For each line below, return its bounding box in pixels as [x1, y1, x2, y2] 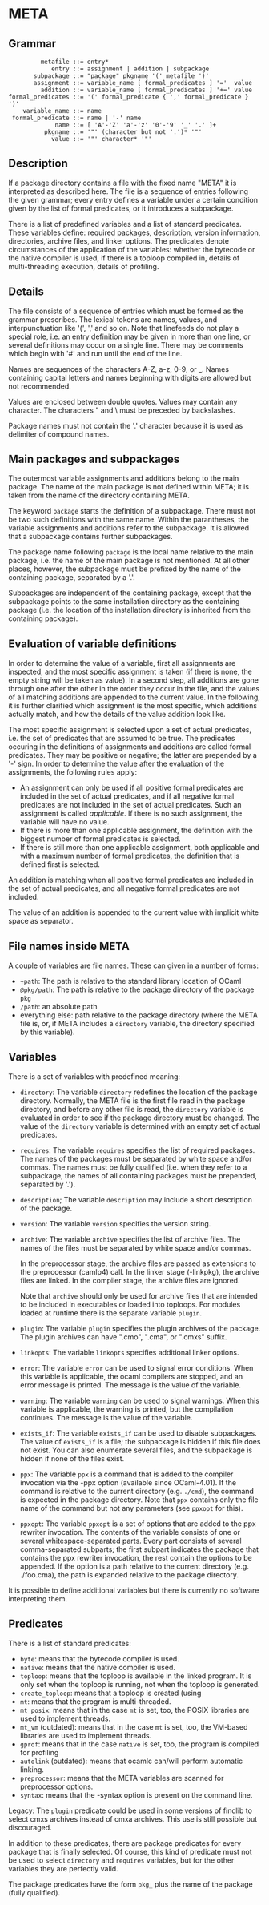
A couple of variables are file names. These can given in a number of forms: [8, 961, 259, 970]
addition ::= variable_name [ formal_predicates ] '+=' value [40, 86, 252, 94]
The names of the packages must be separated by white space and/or [19, 1154, 252, 1163]
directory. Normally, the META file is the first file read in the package [19, 1095, 246, 1106]
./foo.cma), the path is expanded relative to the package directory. [19, 1569, 239, 1579]
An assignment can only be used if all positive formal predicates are [19, 783, 244, 793]
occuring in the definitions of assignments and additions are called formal [8, 742, 251, 751]
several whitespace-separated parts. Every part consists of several [19, 1536, 242, 1545]
